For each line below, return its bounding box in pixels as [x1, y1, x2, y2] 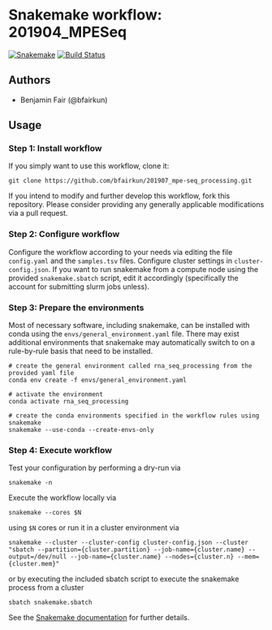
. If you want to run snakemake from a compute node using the [48, 264, 258, 274]
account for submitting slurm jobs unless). [8, 282, 150, 291]
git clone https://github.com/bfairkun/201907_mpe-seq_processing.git [8, 177, 253, 185]
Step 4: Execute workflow [8, 444, 112, 455]
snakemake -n [8, 479, 53, 487]
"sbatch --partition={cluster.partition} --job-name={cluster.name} [8, 546, 245, 554]
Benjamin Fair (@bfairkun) [19, 95, 108, 105]
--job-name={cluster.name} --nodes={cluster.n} [70, 553, 234, 561]
